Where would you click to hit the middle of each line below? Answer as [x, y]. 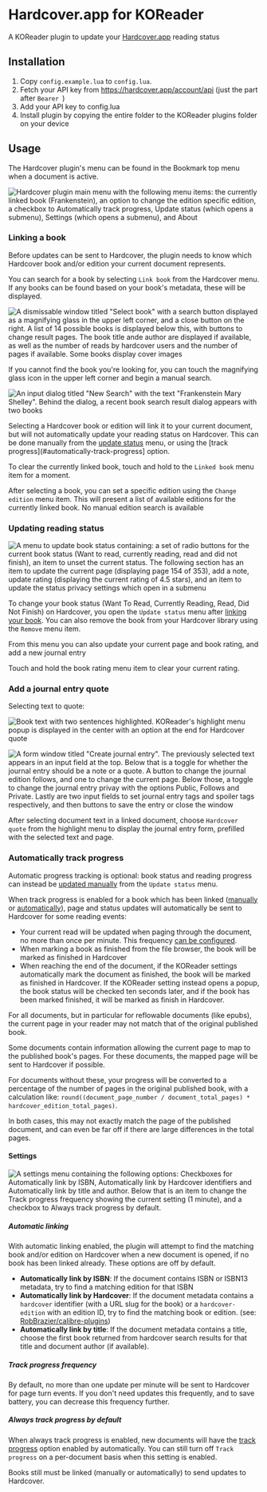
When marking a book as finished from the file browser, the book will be [138, 949]
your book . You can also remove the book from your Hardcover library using [133, 621]
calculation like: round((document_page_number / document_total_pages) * [130, 1097]
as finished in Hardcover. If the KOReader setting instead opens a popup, [139, 982]
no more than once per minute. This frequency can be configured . [128, 940]
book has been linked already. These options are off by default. [112, 1263]
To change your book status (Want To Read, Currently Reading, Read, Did [129, 603]
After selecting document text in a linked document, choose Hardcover [124, 820]
